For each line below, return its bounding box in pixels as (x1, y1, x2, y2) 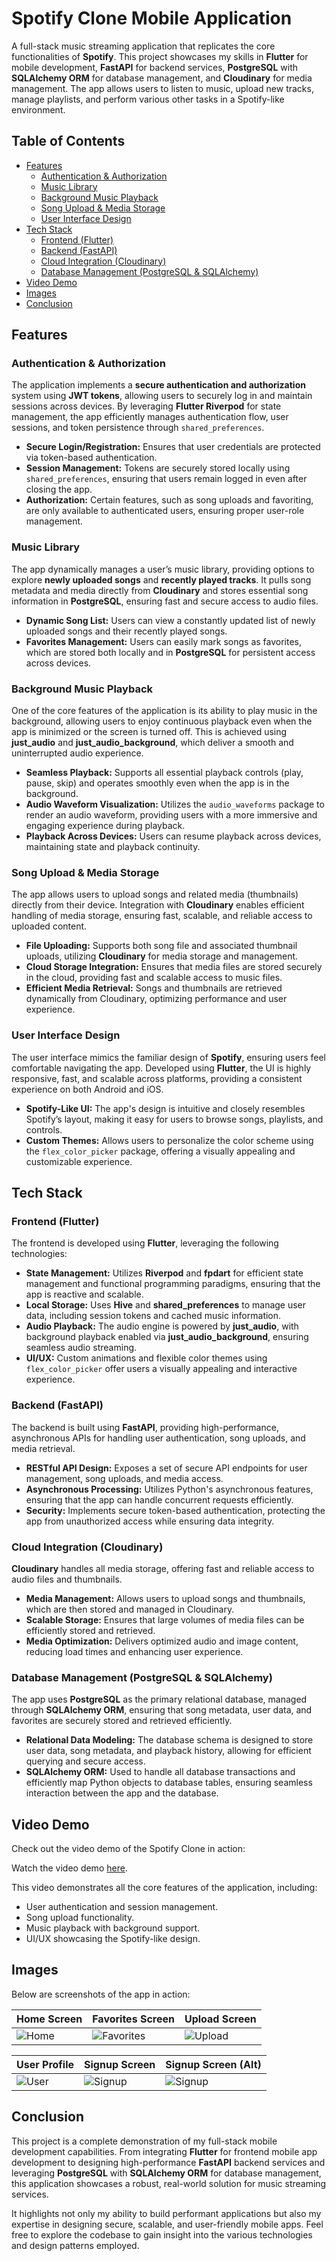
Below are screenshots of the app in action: (11, 1988, 191, 2000)
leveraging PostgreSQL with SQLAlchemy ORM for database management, (11, 2167, 322, 2179)
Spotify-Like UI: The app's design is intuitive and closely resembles (25, 1102, 306, 1114)
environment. (11, 103, 66, 116)
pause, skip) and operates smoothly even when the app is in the (25, 777, 290, 789)
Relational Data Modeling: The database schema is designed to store (25, 1734, 314, 1746)
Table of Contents (11, 133, 126, 150)
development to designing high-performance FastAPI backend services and (11, 2156, 326, 2168)
